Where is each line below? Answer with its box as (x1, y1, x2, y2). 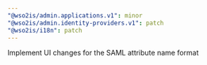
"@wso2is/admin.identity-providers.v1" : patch (7, 19, 164, 27)
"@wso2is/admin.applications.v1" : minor (7, 11, 144, 20)
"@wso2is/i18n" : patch (7, 26, 82, 34)
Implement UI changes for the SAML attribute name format (7, 48, 199, 58)
